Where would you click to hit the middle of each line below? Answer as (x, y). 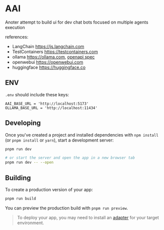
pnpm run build (21, 199)
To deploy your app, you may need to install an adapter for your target (88, 217)
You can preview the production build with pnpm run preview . (67, 208)
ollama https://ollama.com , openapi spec (53, 57)
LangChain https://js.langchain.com (48, 46)
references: (17, 37)
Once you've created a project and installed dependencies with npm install (82, 135)
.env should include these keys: (37, 94)
